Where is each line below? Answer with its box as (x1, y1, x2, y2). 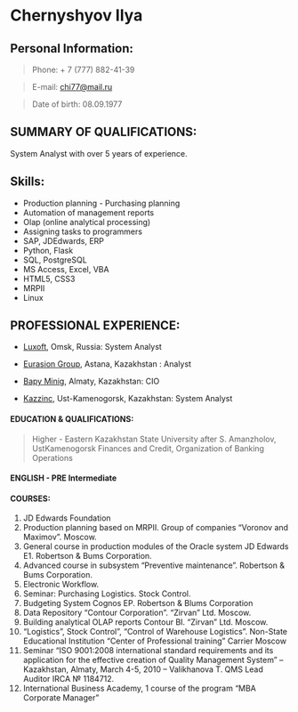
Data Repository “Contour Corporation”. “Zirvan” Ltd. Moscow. (22, 607, 252, 619)
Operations (31, 452, 74, 463)
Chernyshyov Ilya (10, 5, 143, 26)
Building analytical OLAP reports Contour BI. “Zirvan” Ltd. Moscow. (22, 617, 269, 627)
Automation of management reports (22, 206, 155, 218)
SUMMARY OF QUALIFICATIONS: (10, 125, 197, 140)
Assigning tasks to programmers (22, 226, 143, 237)
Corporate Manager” (22, 692, 100, 703)
